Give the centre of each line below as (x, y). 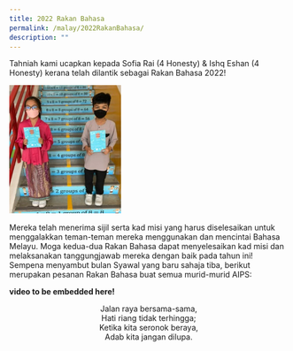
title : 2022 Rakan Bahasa (57, 19)
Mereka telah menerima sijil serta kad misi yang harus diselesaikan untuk (143, 227)
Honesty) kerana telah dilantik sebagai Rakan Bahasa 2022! (118, 73)
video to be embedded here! (62, 291)
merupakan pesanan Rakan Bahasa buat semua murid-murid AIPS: (131, 274)
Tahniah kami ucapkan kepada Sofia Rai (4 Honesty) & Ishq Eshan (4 (134, 64)
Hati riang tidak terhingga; (149, 317)
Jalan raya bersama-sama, (149, 309)
